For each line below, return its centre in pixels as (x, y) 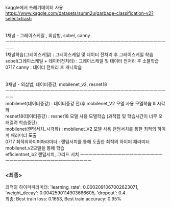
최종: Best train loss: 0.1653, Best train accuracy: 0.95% (63, 199)
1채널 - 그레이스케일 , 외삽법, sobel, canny (48, 35)
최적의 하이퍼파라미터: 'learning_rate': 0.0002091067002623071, (72, 187)
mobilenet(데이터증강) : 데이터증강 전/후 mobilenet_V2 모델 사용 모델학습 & (81, 104)
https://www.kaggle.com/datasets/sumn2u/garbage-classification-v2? (80, 13)
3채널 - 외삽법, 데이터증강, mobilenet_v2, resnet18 (56, 84)
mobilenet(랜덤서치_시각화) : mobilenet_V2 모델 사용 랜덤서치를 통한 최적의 (81, 129)
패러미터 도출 (24, 135)
